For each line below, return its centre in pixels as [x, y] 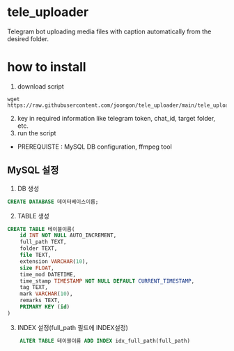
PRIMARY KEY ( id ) [45, 307]
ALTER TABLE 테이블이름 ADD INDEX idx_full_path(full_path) [105, 341]
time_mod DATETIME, [48, 274]
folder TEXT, [39, 248]
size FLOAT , [37, 268]
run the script [37, 133]
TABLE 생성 [33, 216]
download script [40, 86]
